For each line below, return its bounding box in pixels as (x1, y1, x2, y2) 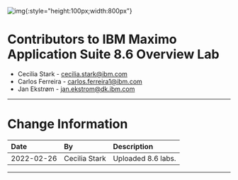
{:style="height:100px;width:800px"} (25, 7, 132, 15)
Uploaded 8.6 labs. (113, 153, 176, 163)
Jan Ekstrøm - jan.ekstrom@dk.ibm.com (17, 85, 135, 93)
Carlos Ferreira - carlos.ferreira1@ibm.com (17, 77, 143, 85)
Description (113, 141, 154, 151)
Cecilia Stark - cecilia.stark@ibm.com (17, 69, 127, 78)
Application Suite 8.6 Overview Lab (7, 47, 220, 63)
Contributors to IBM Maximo (7, 32, 177, 47)
